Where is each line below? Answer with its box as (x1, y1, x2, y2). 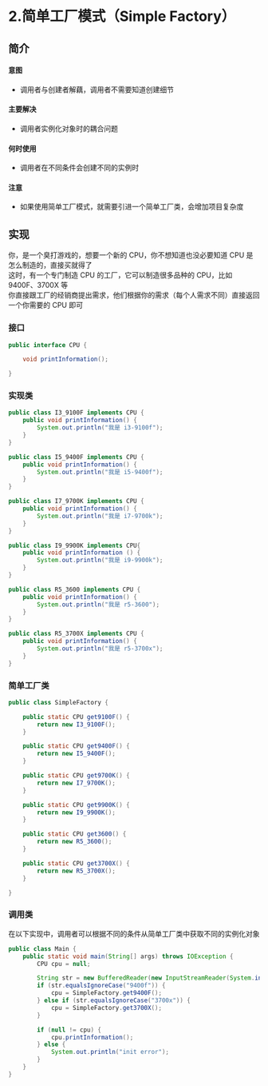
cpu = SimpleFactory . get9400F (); (50, 989, 162, 997)
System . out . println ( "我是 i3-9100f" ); (37, 424, 164, 432)
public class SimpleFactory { (8, 698, 109, 706)
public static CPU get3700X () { (22, 859, 130, 868)
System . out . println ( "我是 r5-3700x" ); (37, 645, 164, 653)
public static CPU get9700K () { (22, 772, 130, 780)
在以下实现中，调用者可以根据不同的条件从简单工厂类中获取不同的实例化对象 (8, 928, 260, 938)
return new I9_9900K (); (37, 809, 116, 816)
